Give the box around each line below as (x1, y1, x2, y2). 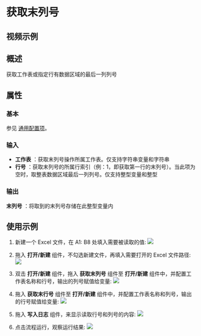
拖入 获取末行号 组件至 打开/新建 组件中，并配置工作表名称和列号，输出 (14, 290, 192, 298)
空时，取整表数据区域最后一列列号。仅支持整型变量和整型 (14, 171, 158, 178)
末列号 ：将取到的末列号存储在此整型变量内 (6, 202, 113, 210)
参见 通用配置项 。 (6, 125, 50, 132)
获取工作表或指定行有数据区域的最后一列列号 (6, 70, 117, 78)
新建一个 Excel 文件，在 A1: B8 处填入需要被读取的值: (14, 238, 146, 246)
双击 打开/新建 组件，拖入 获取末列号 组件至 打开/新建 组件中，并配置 (14, 270, 187, 278)
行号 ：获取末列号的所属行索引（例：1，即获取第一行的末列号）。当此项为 (14, 163, 196, 170)
